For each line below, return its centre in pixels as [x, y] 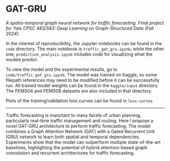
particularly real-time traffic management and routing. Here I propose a [79, 120]
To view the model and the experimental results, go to [62, 69]
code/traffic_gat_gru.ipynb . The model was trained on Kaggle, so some [81, 74]
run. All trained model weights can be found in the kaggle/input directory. [82, 85]
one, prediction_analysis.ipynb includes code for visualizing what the [79, 54]
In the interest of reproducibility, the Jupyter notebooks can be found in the [84, 43]
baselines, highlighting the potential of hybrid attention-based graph [77, 147]
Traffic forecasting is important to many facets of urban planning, [74, 115]
